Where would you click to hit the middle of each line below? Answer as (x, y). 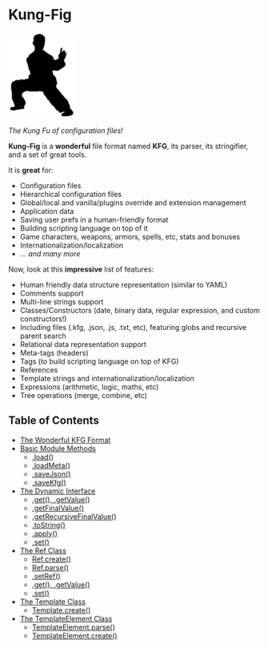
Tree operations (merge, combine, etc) (84, 395)
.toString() (48, 525)
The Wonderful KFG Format (65, 440)
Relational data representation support (83, 344)
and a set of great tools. (48, 155)
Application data (47, 211)
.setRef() (46, 576)
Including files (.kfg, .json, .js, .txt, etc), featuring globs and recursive (133, 327)
